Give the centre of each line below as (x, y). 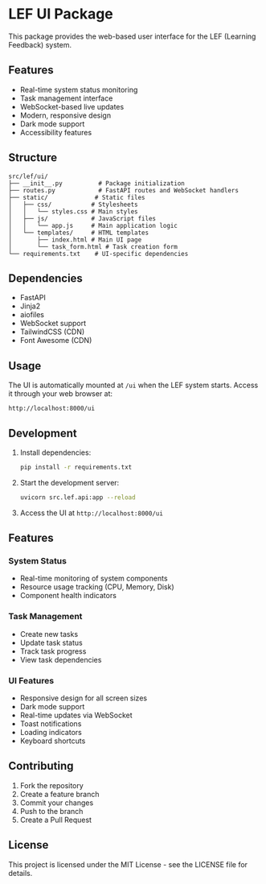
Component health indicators (68, 596)
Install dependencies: (55, 452)
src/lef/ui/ (28, 176)
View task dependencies (61, 659)
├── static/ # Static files (77, 197)
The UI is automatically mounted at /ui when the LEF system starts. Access (133, 385)
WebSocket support (53, 324)
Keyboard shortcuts (53, 741)
